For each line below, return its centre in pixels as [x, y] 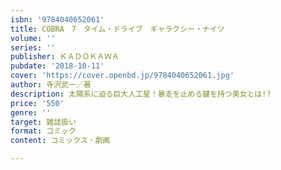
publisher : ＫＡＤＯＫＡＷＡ [65, 57]
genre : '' [31, 112]
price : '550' [37, 103]
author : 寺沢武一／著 [51, 85]
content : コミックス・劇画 [60, 141]
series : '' [33, 47]
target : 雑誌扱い [43, 122]
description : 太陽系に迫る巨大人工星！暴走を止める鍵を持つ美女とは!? [141, 94]
